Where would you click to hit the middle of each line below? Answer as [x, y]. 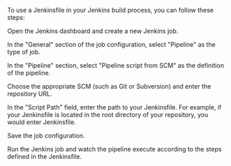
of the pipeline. [29, 73]
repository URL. [30, 94]
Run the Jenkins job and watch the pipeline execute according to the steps [114, 149]
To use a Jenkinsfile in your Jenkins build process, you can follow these [111, 10]
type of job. [24, 52]
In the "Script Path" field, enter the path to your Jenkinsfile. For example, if [114, 107]
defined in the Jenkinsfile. [45, 157]
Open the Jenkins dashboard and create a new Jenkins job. [93, 31]
